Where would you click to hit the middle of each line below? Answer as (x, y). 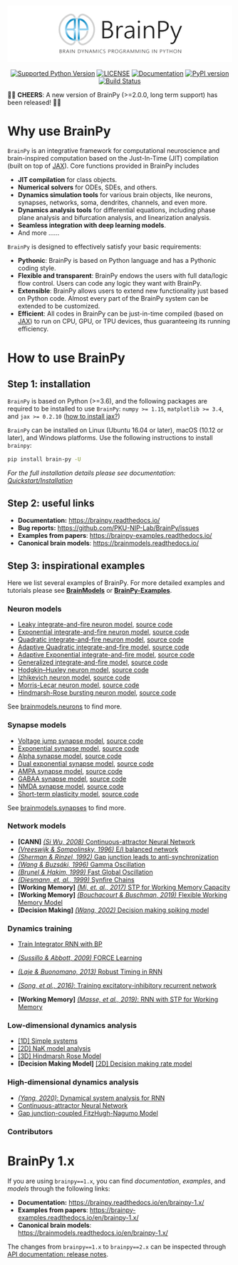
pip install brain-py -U (44, 459)
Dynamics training (40, 929)
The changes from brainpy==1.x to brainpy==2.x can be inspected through (117, 1246)
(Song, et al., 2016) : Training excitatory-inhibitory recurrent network (117, 986)
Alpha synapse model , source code (70, 756)
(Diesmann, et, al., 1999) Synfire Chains (76, 879)
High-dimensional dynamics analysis (73, 1082)
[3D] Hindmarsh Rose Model (59, 1056)
